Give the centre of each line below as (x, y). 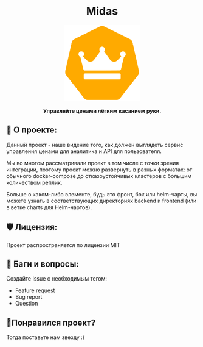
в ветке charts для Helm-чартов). (49, 207)
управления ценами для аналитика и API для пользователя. (84, 151)
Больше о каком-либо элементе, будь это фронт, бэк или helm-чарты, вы (102, 194)
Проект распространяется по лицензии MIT (63, 245)
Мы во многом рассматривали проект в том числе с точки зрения (93, 163)
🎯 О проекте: (32, 130)
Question (26, 304)
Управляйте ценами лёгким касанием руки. (102, 110)
